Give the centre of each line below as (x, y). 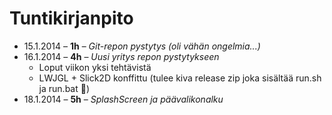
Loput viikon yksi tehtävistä (95, 67)
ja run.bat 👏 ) (64, 88)
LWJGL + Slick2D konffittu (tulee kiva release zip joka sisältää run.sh (180, 78)
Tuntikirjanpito (71, 18)
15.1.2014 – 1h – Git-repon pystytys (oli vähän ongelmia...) (142, 46)
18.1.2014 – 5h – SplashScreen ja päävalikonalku (123, 99)
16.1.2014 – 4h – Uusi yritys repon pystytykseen (121, 56)
